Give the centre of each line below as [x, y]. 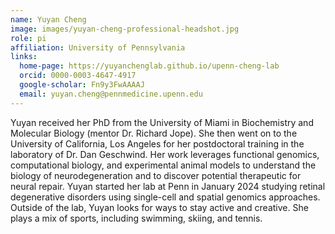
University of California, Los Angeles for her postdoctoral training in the [157, 143]
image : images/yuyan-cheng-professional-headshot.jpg [125, 29]
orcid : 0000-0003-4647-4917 [78, 76]
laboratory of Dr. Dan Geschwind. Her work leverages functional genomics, [165, 154]
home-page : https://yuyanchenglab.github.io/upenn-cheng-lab [149, 66]
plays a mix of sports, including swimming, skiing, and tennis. [136, 218]
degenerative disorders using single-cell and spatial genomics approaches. [165, 197]
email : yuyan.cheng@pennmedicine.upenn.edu [111, 94]
